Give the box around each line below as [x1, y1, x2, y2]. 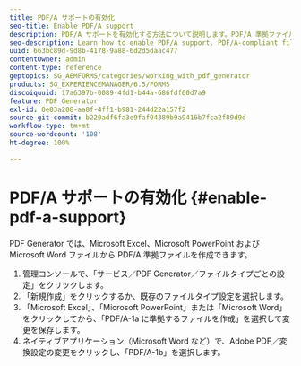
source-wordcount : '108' [9, 130, 102, 139]
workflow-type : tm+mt [9, 122, 90, 131]
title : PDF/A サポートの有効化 [9, 13, 116, 22]
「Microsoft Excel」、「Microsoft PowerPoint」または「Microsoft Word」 [21, 301, 287, 312]
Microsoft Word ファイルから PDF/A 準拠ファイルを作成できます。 [9, 248, 253, 260]
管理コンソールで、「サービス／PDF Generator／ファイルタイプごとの [21, 268, 278, 279]
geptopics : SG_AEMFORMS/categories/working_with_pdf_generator [9, 72, 251, 81]
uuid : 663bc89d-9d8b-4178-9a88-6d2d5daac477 [9, 47, 178, 56]
